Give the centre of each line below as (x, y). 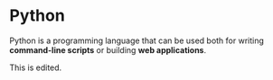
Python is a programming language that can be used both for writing (137, 40)
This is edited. (36, 67)
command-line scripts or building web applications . (108, 49)
